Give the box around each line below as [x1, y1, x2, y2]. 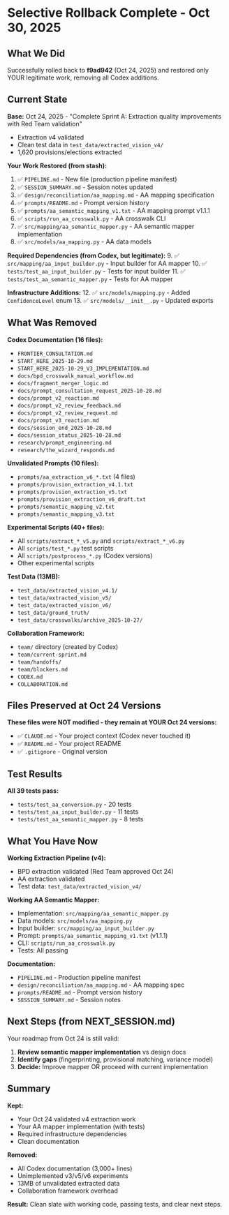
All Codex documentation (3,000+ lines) [17, 1164, 133, 1172]
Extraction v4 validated [17, 133, 84, 141]
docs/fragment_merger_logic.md [17, 380, 109, 387]
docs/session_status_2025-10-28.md [17, 431, 121, 439]
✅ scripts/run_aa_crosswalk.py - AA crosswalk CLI [17, 214, 166, 223]
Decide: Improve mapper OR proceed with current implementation [17, 1062, 208, 1071]
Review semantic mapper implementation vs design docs [17, 1048, 186, 1056]
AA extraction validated [17, 874, 85, 884]
